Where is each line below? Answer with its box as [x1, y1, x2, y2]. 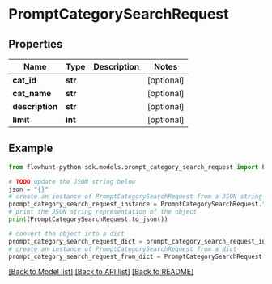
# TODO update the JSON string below [8, 177, 136, 186]
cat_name [12, 88, 52, 99]
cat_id [12, 74, 37, 86]
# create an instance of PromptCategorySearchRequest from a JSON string [8, 193, 263, 201]
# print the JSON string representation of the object [8, 208, 198, 216]
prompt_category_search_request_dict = [8, 237, 143, 245]
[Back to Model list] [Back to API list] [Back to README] [8, 267, 194, 277]
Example [8, 142, 53, 155]
